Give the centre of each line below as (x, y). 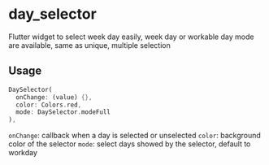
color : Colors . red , (49, 105)
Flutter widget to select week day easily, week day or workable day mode (131, 37)
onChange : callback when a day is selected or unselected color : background (135, 136)
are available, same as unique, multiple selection (89, 45)
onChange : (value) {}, (54, 97)
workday (23, 153)
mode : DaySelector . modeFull (63, 112)
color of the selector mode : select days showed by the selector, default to (130, 144)
